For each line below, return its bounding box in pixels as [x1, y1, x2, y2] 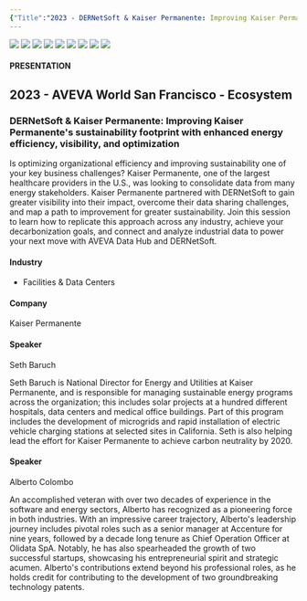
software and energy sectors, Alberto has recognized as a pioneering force [9, 503, 292, 514]
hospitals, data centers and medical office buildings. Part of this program [9, 406, 284, 416]
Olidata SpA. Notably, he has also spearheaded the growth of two [9, 543, 256, 554]
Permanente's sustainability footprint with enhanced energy [9, 125, 283, 138]
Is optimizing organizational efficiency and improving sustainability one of [9, 157, 287, 169]
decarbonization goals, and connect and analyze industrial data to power [9, 226, 285, 237]
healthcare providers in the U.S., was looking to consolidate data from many [9, 177, 295, 188]
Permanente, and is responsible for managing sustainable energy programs [9, 386, 293, 397]
